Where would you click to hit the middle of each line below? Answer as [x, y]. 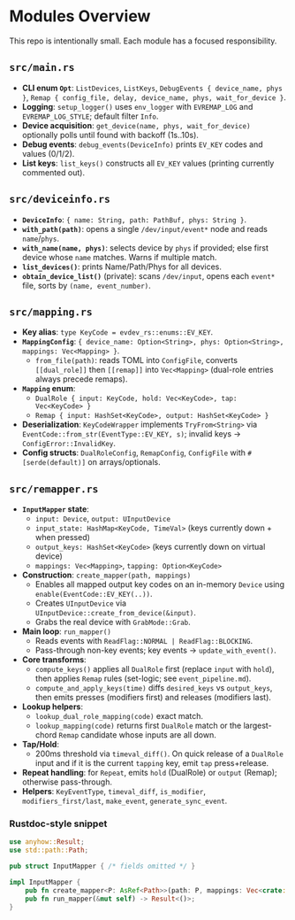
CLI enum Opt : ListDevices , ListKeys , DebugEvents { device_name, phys [152, 88]
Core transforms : [54, 660]
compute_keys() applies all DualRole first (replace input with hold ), [155, 669]
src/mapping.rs [51, 312]
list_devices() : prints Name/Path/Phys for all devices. [122, 267]
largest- [257, 726]
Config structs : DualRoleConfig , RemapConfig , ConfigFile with [133, 452]
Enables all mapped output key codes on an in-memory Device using [160, 584]
